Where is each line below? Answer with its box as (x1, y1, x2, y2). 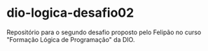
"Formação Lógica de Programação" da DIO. (6, 35, 135, 43)
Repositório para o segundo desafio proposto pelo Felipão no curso (6, 28, 202, 36)
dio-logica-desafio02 (6, 5, 134, 21)
